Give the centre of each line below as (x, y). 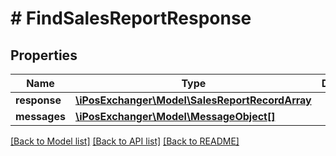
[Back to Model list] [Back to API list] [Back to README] (125, 141)
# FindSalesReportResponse (131, 18)
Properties (44, 55)
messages (40, 116)
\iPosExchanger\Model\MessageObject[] (175, 116)
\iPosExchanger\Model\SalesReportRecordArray (193, 100)
